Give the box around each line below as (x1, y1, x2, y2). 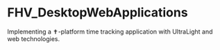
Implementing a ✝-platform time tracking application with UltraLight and (7, 27, 213, 36)
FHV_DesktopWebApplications (7, 5, 189, 21)
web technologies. (7, 34, 60, 42)
